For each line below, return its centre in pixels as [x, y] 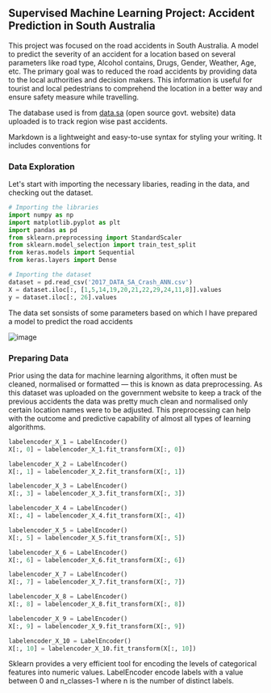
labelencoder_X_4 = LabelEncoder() [68, 509]
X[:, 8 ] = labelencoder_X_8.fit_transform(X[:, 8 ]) [97, 604]
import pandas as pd [43, 230]
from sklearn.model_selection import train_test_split [102, 245]
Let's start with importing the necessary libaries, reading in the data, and [129, 184]
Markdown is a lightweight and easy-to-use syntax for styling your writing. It [135, 137]
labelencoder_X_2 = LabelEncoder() [68, 464]
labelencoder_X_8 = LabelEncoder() [68, 597]
